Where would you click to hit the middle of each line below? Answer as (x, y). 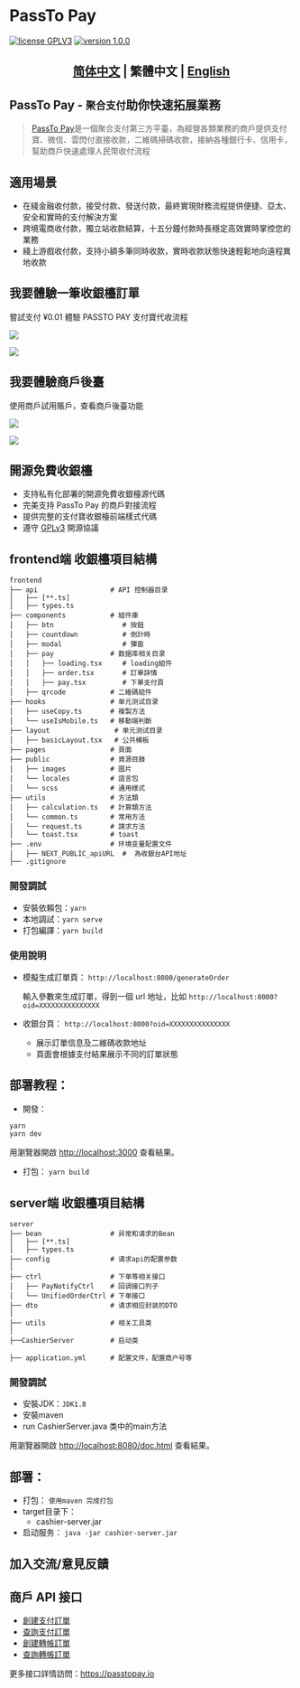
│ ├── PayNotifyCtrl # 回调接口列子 (84, 1287)
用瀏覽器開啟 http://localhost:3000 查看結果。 (94, 1152)
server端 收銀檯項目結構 (77, 1203)
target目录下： (49, 1512)
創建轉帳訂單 (46, 1643)
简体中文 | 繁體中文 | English (151, 72)
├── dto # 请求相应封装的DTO (93, 1306)
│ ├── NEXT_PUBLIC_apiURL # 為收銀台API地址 (98, 854)
